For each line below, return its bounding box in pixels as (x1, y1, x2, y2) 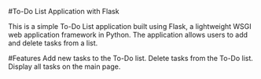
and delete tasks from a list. (8, 38, 98, 48)
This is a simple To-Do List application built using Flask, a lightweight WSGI (8, 22, 252, 31)
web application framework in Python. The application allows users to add (8, 31, 248, 39)
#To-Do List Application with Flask (8, 7, 119, 16)
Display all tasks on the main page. (8, 62, 121, 71)
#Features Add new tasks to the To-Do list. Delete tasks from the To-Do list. (8, 54, 254, 63)
